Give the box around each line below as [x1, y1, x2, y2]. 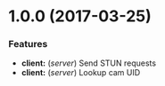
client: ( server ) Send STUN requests [21, 58, 157, 68]
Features [8, 38, 48, 51]
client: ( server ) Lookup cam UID [21, 67, 141, 78]
